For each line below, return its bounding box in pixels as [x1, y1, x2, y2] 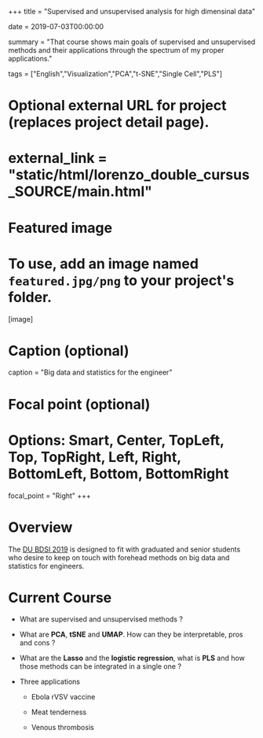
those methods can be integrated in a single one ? [19, 662, 182, 671]
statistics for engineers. [8, 561, 85, 570]
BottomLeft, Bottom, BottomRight [8, 464, 229, 482]
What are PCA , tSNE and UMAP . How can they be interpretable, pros [19, 629, 243, 640]
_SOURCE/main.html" [8, 183, 153, 201]
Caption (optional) [8, 341, 130, 360]
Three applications [19, 677, 81, 687]
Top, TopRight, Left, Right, [8, 448, 182, 466]
